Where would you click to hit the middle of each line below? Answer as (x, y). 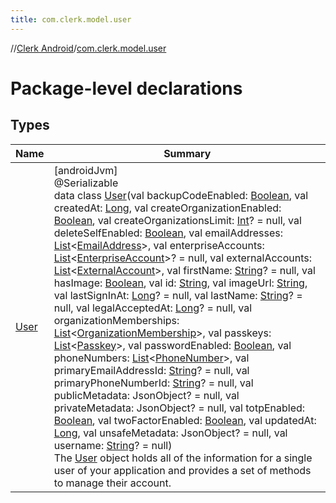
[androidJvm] (85, 170)
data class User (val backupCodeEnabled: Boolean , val (181, 195)
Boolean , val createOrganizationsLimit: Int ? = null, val (177, 220)
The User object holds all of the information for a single (183, 458)
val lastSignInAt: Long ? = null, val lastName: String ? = (178, 295)
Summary (187, 153)
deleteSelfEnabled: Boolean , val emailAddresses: (168, 233)
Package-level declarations (126, 88)
